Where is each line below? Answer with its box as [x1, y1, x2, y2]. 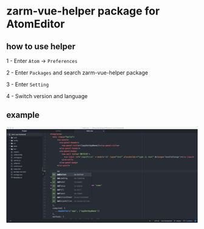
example [6, 110, 40, 121]
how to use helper [6, 41, 76, 51]
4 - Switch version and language [6, 93, 88, 99]
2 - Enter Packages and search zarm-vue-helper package [6, 69, 149, 76]
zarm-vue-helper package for [6, 4, 160, 18]
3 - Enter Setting [6, 81, 49, 88]
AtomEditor [6, 17, 65, 31]
